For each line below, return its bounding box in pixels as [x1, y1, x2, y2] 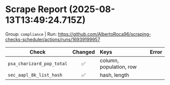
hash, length [100, 71, 130, 78]
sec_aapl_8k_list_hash [8, 72, 62, 78]
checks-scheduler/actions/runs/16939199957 [5, 36, 100, 42]
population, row [100, 63, 137, 70]
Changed [72, 48, 95, 55]
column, [100, 57, 119, 64]
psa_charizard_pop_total [8, 61, 68, 66]
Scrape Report [5, 4, 67, 15]
